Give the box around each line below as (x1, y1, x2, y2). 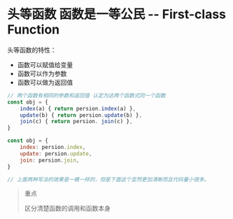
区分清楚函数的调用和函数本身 (24, 204, 111, 213)
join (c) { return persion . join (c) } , (20, 118, 133, 125)
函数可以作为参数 (17, 69, 67, 78)
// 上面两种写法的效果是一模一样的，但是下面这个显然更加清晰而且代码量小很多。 (7, 176, 210, 183)
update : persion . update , (20, 150, 92, 157)
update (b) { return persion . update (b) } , (20, 111, 142, 119)
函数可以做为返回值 (17, 78, 73, 86)
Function (7, 22, 60, 38)
